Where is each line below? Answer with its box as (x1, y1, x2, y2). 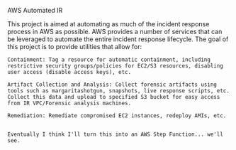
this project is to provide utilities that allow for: (7, 43, 142, 50)
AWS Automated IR (7, 6, 63, 14)
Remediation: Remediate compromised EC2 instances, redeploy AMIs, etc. (7, 112, 227, 119)
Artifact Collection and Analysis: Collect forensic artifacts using (7, 81, 218, 88)
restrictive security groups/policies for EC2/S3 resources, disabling (7, 63, 223, 70)
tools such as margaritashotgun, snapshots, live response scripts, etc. (7, 87, 230, 95)
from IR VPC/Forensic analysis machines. (7, 100, 132, 107)
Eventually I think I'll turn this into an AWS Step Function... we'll (7, 131, 223, 138)
